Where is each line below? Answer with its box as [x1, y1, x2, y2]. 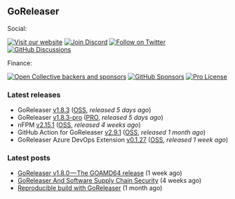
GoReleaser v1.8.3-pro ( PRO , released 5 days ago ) [17, 114, 163, 122]
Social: [7, 24, 27, 32]
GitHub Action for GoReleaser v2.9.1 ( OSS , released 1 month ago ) [17, 128, 206, 137]
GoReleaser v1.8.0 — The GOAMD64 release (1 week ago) [17, 169, 182, 177]
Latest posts [7, 153, 51, 163]
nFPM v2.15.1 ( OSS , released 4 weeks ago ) [17, 121, 142, 129]
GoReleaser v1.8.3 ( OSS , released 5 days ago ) [17, 106, 152, 114]
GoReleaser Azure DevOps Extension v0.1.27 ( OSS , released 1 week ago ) [17, 136, 229, 144]
